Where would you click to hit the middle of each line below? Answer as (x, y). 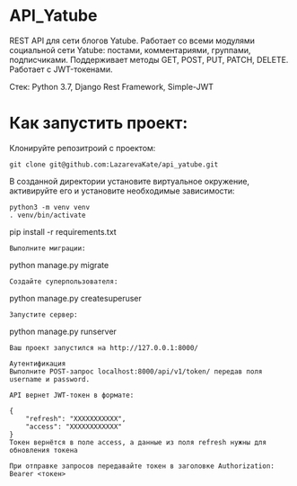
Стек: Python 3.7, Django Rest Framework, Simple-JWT (111, 86)
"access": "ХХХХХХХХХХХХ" (74, 427)
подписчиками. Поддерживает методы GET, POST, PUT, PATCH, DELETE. (149, 59)
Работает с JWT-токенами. (61, 69)
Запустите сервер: (44, 315)
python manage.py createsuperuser (75, 298)
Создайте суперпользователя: (64, 281)
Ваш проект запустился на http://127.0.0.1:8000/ (104, 347)
